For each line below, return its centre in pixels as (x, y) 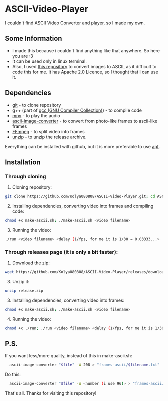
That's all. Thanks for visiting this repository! (51, 393)
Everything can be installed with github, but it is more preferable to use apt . (83, 146)
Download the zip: (31, 263)
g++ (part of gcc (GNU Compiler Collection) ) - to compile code (77, 110)
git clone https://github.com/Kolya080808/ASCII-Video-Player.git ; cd (80, 197)
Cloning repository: (32, 187)
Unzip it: (21, 282)
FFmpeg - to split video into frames (48, 131)
